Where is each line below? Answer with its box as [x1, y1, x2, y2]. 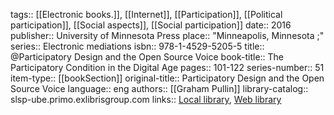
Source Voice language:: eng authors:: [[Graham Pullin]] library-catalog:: [10, 83, 309, 94]
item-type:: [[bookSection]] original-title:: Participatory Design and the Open [10, 72, 325, 84]
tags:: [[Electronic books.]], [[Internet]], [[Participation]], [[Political [10, 9, 283, 20]
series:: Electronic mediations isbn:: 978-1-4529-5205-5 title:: [10, 40, 265, 52]
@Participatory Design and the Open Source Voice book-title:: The [10, 51, 285, 63]
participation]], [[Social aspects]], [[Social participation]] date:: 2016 [10, 19, 292, 31]
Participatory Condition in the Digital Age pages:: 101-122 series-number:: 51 [10, 62, 325, 73]
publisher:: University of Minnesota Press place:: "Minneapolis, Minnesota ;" [10, 30, 325, 41]
